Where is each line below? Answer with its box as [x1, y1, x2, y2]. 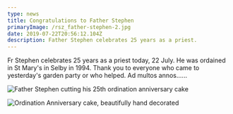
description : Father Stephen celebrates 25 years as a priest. [7, 37, 198, 44]
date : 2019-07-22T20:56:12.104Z [7, 30, 102, 38]
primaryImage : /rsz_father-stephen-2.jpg [7, 23, 131, 30]
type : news [7, 10, 40, 18]
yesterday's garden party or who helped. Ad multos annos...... [7, 72, 188, 80]
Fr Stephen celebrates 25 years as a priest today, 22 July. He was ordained [7, 56, 226, 64]
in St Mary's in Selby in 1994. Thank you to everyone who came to [7, 64, 200, 72]
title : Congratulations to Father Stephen [7, 17, 134, 24]
